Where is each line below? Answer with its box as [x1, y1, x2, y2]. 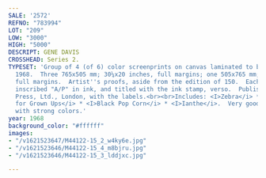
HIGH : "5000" [8, 41, 51, 49]
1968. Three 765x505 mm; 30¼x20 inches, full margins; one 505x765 [15, 70, 246, 78]
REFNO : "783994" [8, 19, 62, 27]
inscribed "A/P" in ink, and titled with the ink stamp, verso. [15, 85, 232, 93]
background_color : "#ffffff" [8, 122, 104, 130]
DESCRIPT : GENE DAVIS [8, 48, 80, 56]
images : [8, 129, 34, 137]
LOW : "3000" [8, 33, 47, 42]
